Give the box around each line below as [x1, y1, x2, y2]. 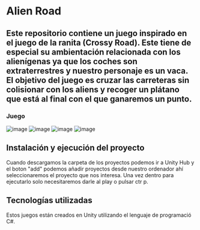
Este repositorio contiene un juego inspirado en [6, 28, 187, 38]
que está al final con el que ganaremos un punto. [6, 94, 192, 104]
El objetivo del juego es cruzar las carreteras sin [6, 75, 190, 85]
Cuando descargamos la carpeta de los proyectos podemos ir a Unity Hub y [6, 159, 195, 166]
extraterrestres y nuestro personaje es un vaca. [6, 65, 188, 76]
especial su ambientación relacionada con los [6, 47, 181, 57]
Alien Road [6, 4, 62, 18]
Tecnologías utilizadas [6, 195, 92, 205]
